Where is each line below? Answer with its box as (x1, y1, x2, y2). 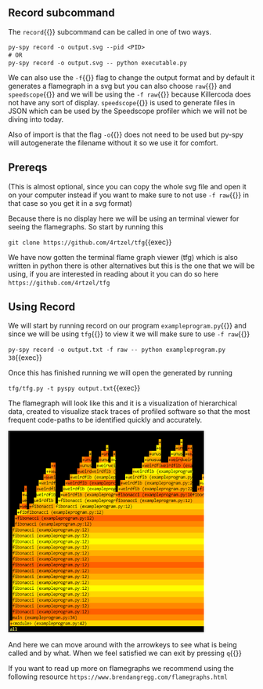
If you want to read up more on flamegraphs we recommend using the (8, 664, 234, 673)
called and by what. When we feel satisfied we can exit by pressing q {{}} (8, 648, 243, 658)
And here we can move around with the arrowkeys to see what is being (8, 640, 237, 650)
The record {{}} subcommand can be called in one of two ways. (8, 27, 211, 36)
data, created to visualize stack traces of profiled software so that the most (8, 407, 250, 416)
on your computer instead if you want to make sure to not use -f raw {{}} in (8, 190, 249, 200)
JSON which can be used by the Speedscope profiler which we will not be (8, 106, 248, 115)
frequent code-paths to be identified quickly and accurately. (8, 416, 203, 425)
